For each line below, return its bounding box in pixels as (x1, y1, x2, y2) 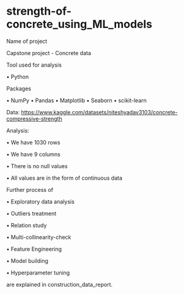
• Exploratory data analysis (6, 197, 75, 205)
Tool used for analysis (6, 61, 62, 68)
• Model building (6, 257, 49, 264)
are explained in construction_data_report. (6, 281, 113, 288)
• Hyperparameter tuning (6, 269, 70, 276)
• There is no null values (6, 162, 68, 169)
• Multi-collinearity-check (6, 233, 72, 241)
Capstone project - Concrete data (6, 49, 92, 56)
